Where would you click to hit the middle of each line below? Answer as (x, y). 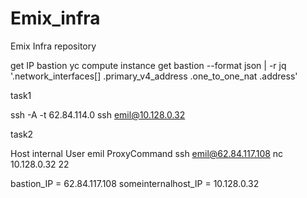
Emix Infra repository (53, 46)
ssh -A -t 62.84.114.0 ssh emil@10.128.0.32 (98, 114)
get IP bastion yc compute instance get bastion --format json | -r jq (148, 65)
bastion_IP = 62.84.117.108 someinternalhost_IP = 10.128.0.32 (135, 183)
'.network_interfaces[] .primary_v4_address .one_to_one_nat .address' (154, 76)
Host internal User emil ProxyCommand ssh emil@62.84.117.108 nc (147, 153)
